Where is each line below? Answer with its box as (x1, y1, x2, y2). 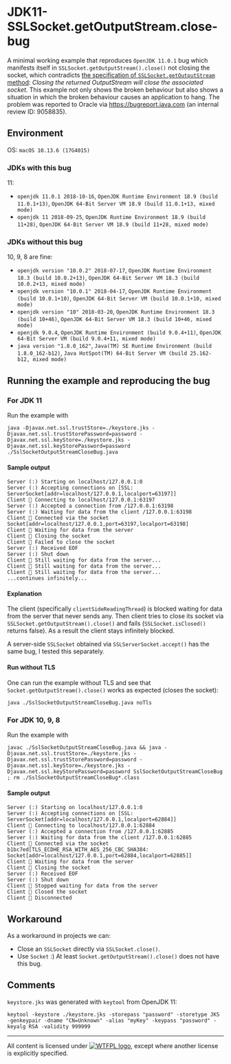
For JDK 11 (7, 396, 43, 405)
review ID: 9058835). (7, 108, 67, 116)
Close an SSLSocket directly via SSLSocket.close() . (16, 945, 160, 953)
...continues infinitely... (7, 575, 88, 582)
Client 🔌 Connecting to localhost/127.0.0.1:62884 (7, 822, 155, 829)
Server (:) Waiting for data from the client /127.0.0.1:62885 (7, 835, 192, 841)
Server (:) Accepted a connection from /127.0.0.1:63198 (7, 502, 174, 510)
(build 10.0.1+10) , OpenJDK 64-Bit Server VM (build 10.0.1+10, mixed (16, 294, 221, 303)
